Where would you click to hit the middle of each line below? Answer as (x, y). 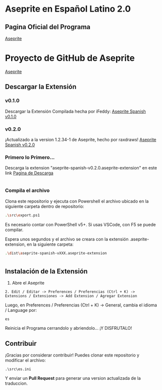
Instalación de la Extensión (46, 271)
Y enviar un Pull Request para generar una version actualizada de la (73, 378)
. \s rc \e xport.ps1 (22, 215)
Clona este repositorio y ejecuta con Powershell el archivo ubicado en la (77, 201)
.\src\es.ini (18, 369)
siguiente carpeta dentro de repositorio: (45, 206)
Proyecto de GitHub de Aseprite (70, 58)
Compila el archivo (27, 190)
